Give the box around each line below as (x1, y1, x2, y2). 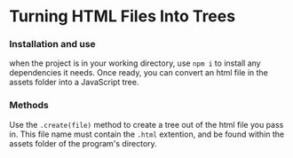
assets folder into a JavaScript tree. (9, 77, 139, 88)
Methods (9, 99, 49, 112)
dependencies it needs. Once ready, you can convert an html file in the (9, 67, 269, 78)
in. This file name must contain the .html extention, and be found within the (9, 129, 285, 139)
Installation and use (9, 38, 96, 51)
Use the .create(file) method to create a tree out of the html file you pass (9, 119, 284, 130)
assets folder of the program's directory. (9, 138, 157, 148)
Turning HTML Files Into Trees (9, 6, 236, 27)
